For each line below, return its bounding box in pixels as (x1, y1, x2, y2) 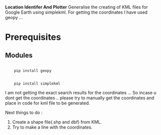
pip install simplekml (14, 81, 61, 86)
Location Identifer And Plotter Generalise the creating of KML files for (5, 4, 148, 10)
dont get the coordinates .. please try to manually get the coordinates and (5, 95, 155, 101)
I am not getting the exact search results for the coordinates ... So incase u (5, 90, 157, 95)
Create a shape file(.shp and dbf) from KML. (12, 119, 102, 125)
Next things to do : (5, 110, 43, 115)
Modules (5, 51, 33, 59)
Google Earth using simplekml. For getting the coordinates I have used (5, 9, 148, 15)
